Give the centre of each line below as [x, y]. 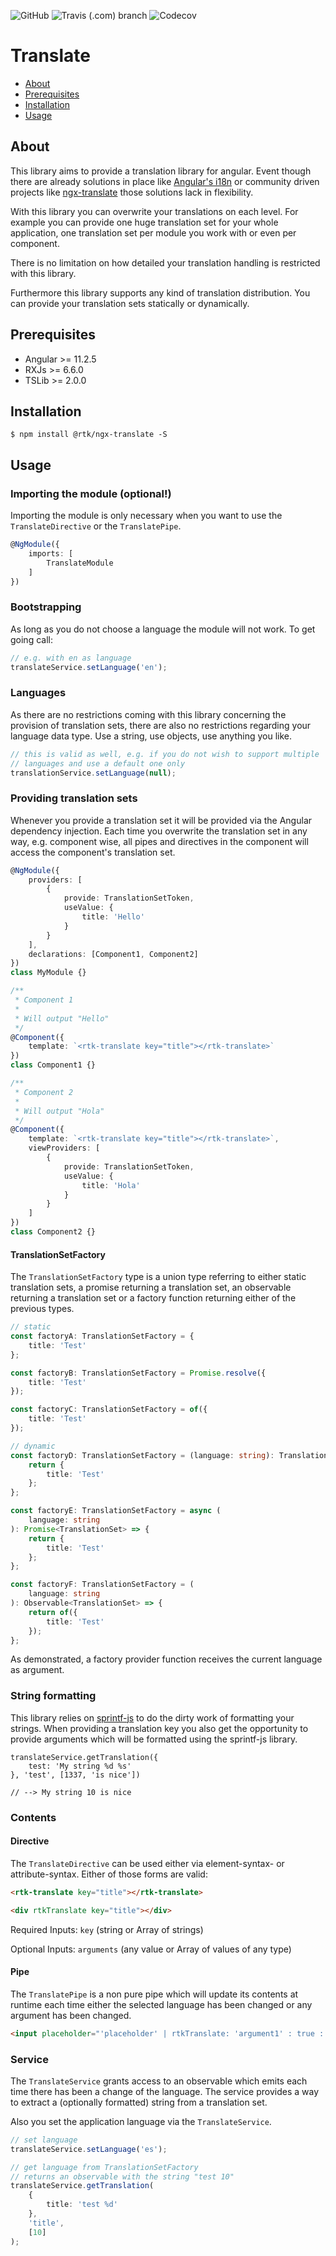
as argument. [37, 1670]
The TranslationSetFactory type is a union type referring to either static [158, 1277]
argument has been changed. [71, 2015]
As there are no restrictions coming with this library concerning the [148, 714]
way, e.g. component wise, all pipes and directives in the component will [159, 841]
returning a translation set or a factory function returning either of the [153, 1298]
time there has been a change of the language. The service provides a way [165, 2091]
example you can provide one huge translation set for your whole [144, 222]
